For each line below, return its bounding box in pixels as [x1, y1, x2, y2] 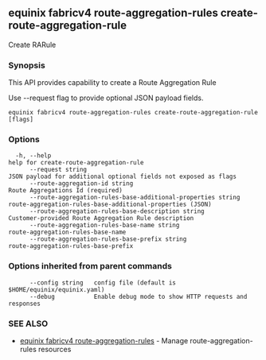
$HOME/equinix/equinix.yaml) [8, 285, 105, 293]
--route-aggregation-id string [29, 180, 134, 188]
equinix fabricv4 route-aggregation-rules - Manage [19, 336, 189, 345]
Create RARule [8, 40, 57, 49]
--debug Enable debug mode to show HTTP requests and [29, 292, 248, 300]
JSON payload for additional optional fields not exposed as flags [8, 172, 237, 181]
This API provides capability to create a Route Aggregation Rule [8, 78, 217, 87]
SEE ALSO [8, 318, 49, 329]
